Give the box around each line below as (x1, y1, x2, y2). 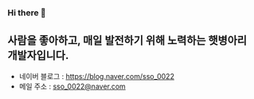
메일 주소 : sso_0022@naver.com (18, 81, 127, 91)
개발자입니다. (7, 49, 69, 62)
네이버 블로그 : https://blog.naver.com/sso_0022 (18, 71, 174, 81)
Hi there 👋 (7, 7, 47, 18)
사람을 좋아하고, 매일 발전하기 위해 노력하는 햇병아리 (7, 34, 248, 47)
